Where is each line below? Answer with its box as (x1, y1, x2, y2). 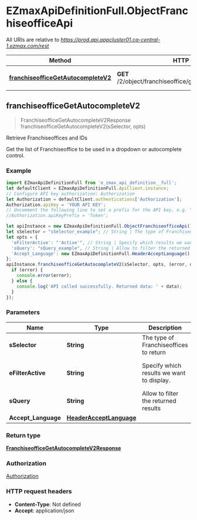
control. (6, 152, 25, 159)
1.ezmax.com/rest (6, 42, 49, 49)
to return (142, 348, 166, 356)
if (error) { (11, 267, 43, 273)
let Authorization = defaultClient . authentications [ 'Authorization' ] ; (6, 196, 182, 202)
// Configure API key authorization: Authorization (6, 191, 135, 196)
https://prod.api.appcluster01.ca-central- (60, 36, 161, 43)
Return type (6, 431, 41, 439)
